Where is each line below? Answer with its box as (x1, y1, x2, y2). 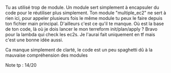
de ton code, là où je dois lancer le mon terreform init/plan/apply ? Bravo (5, 26, 158, 32)
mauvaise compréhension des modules (5, 52, 88, 58)
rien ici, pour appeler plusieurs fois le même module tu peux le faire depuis (5, 15, 163, 21)
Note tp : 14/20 (5, 62, 37, 68)
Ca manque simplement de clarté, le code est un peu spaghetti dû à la (5, 47, 153, 53)
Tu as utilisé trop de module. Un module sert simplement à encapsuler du (5, 5, 159, 10)
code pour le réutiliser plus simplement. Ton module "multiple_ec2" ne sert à (5, 10, 166, 16)
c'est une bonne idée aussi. (5, 37, 63, 43)
